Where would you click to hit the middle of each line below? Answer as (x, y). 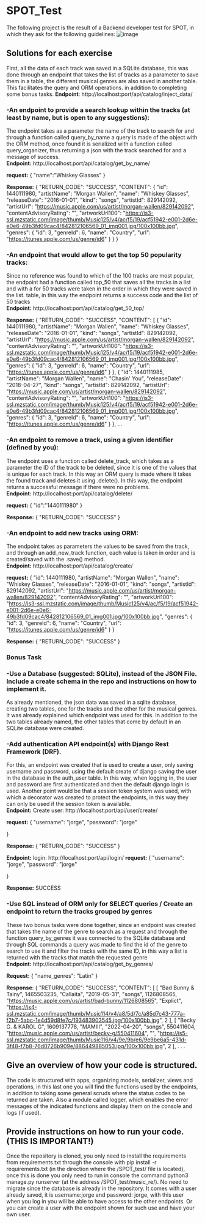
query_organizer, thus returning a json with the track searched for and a (96, 150)
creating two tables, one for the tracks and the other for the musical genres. (102, 709)
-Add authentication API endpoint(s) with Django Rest (88, 744)
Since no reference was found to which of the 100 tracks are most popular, (100, 276)
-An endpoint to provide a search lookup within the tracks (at (98, 109)
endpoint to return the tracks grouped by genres (79, 912)
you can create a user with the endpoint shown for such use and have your (101, 1208)
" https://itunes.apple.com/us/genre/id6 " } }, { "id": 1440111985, (85, 372)
